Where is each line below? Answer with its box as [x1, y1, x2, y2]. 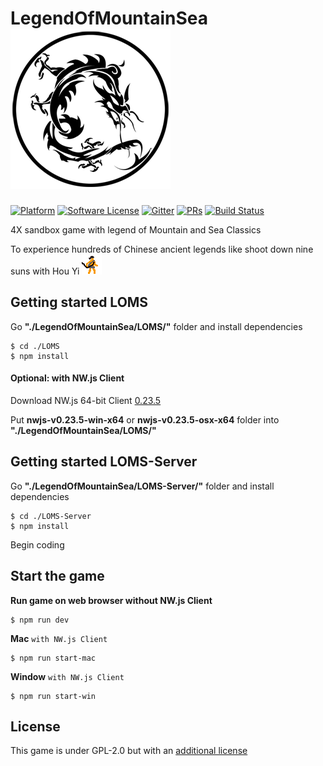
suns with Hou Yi [10, 265, 80, 277]
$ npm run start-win [10, 691, 97, 701]
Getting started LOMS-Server [10, 453, 198, 471]
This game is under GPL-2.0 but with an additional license [10, 745, 248, 757]
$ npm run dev [10, 615, 70, 625]
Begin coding [10, 538, 65, 551]
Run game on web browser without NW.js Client [10, 594, 213, 606]
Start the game [10, 568, 105, 585]
